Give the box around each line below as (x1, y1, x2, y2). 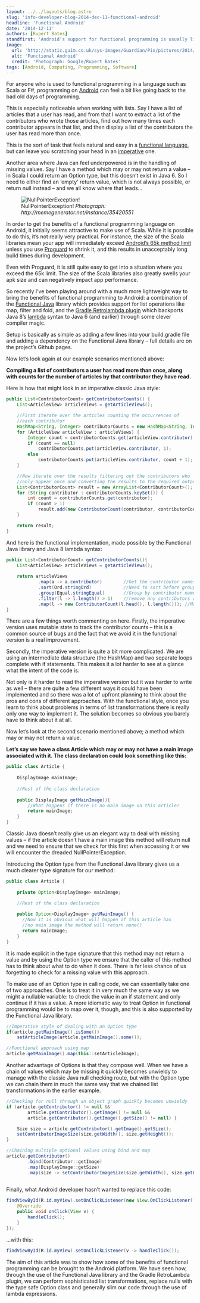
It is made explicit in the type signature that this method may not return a (6, 950, 185, 957)
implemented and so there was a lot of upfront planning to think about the (6, 691, 187, 698)
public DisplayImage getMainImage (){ (17, 797, 111, 803)
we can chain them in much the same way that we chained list (6, 1081, 159, 1087)
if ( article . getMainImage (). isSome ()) (6, 1029, 100, 1035)
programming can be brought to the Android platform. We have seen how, (6, 1264, 187, 1272)
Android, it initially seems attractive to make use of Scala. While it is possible (6, 227, 194, 234)
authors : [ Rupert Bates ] (6, 31, 68, 37)
